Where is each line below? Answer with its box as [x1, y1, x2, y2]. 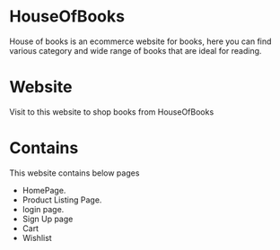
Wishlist [22, 232, 52, 243]
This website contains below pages [9, 168, 140, 178]
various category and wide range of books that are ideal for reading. [9, 45, 262, 56]
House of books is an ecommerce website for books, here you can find [9, 36, 272, 47]
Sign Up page [22, 213, 74, 224]
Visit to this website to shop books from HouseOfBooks [9, 106, 214, 117]
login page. [22, 203, 65, 214]
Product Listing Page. [22, 194, 102, 205]
